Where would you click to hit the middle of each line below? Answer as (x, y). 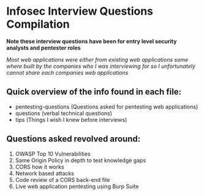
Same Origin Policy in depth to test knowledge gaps (81, 160)
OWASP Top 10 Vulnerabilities (53, 154)
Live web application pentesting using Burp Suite (77, 186)
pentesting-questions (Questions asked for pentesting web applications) (107, 107)
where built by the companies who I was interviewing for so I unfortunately (101, 66)
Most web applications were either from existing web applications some (97, 59)
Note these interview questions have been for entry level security (92, 41)
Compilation (38, 24)
